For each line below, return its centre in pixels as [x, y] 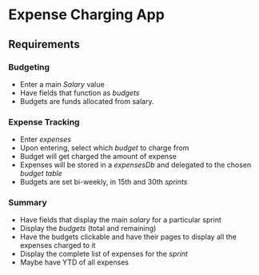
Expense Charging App [87, 15]
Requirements [44, 44]
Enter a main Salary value [62, 84]
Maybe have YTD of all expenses [74, 262]
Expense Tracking [44, 122]
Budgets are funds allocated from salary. [87, 101]
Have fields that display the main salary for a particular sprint [121, 220]
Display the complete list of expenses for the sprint [104, 254]
